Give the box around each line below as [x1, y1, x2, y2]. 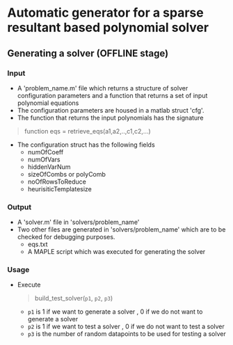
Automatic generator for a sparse [7, 5, 204, 21]
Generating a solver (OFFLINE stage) [7, 47, 169, 59]
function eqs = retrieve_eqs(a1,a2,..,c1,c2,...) [24, 127, 151, 135]
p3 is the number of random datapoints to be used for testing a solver [27, 330, 226, 338]
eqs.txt [27, 240, 48, 248]
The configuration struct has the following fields [17, 141, 155, 149]
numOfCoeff [27, 147, 64, 156]
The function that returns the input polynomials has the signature [17, 113, 204, 122]
